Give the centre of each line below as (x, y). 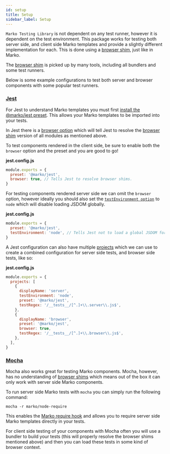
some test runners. (25, 70)
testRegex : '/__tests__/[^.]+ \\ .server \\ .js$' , (70, 305)
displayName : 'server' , (44, 291)
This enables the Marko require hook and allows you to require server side (83, 416)
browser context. (23, 447)
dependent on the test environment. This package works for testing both (81, 39)
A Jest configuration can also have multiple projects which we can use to (82, 247)
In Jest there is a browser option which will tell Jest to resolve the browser (83, 130)
